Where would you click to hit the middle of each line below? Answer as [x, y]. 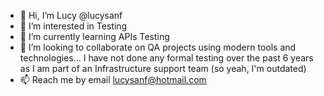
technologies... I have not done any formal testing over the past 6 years [166, 58]
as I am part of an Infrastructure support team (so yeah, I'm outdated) [163, 68]
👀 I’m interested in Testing [73, 26]
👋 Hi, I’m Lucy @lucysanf [71, 15]
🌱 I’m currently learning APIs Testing [94, 36]
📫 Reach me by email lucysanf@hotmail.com [113, 79]
